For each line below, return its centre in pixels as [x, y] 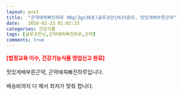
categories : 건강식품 [31, 29]
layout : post [23, 12]
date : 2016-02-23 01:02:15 [43, 23]
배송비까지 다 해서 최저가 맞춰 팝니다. [50, 86]
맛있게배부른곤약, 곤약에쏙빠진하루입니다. [55, 72]
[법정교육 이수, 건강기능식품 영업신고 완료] [55, 58]
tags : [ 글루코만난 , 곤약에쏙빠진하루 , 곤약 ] [51, 34]
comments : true [25, 40]
